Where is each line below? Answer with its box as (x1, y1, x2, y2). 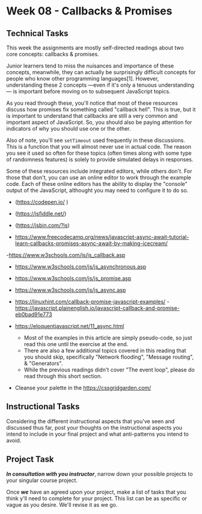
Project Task (6, 454, 54, 465)
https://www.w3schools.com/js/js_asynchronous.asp (14, 263, 147, 270)
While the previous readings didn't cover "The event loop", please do (23, 366, 195, 373)
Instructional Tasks (6, 401, 80, 412)
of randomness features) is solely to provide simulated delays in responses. (6, 156, 194, 163)
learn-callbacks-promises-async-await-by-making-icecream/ (14, 240, 168, 247)
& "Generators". (23, 360, 63, 367)
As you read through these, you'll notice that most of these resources (6, 99, 179, 107)
